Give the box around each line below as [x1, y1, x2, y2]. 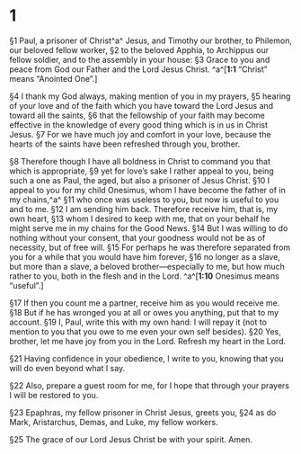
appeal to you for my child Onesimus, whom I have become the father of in [9, 184, 286, 195]
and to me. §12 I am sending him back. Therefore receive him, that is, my [9, 203, 279, 214]
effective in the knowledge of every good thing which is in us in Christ [9, 119, 268, 130]
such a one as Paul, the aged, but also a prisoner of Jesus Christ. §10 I [9, 174, 270, 185]
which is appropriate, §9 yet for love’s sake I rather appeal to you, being [9, 165, 274, 176]
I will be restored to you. [9, 389, 99, 400]
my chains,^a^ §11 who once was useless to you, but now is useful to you [9, 194, 279, 205]
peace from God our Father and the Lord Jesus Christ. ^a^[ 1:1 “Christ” [9, 64, 268, 75]
